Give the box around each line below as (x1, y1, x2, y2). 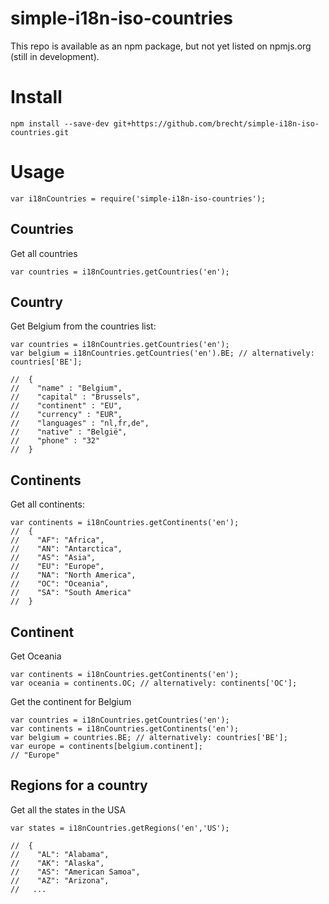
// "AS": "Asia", (10, 553, 97, 563)
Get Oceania (10, 650, 62, 662)
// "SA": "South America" (10, 588, 132, 598)
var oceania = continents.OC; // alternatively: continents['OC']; (10, 678, 298, 689)
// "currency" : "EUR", (10, 410, 123, 420)
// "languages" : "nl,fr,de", (10, 418, 150, 429)
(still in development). (10, 50, 100, 62)
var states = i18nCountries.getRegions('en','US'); (10, 823, 230, 833)
